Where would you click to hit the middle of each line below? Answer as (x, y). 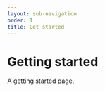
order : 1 (20, 20)
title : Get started (36, 27)
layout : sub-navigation (42, 14)
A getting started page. (41, 81)
